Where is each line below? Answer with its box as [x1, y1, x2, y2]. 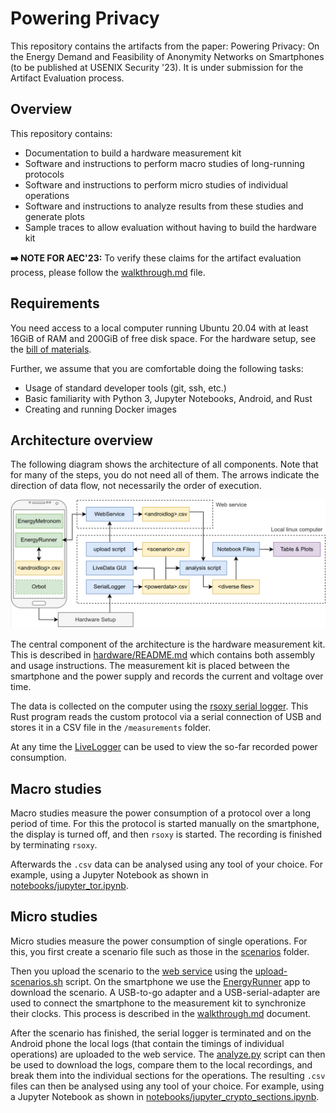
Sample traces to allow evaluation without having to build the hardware [24, 221, 317, 233]
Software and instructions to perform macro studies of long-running [24, 157, 305, 169]
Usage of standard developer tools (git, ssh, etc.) [24, 382, 227, 394]
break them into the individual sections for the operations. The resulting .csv [10, 1069, 326, 1081]
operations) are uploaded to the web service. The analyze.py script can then [10, 1048, 326, 1060]
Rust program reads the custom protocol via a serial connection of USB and [10, 711, 322, 723]
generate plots [24, 210, 85, 222]
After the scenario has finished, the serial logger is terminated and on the [10, 1027, 312, 1039]
